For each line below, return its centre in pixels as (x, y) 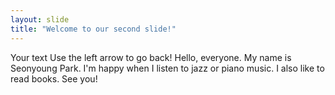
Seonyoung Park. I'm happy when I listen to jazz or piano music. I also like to (167, 68)
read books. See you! (54, 78)
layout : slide (40, 19)
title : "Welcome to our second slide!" (93, 29)
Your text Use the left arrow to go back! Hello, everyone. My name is (151, 57)
